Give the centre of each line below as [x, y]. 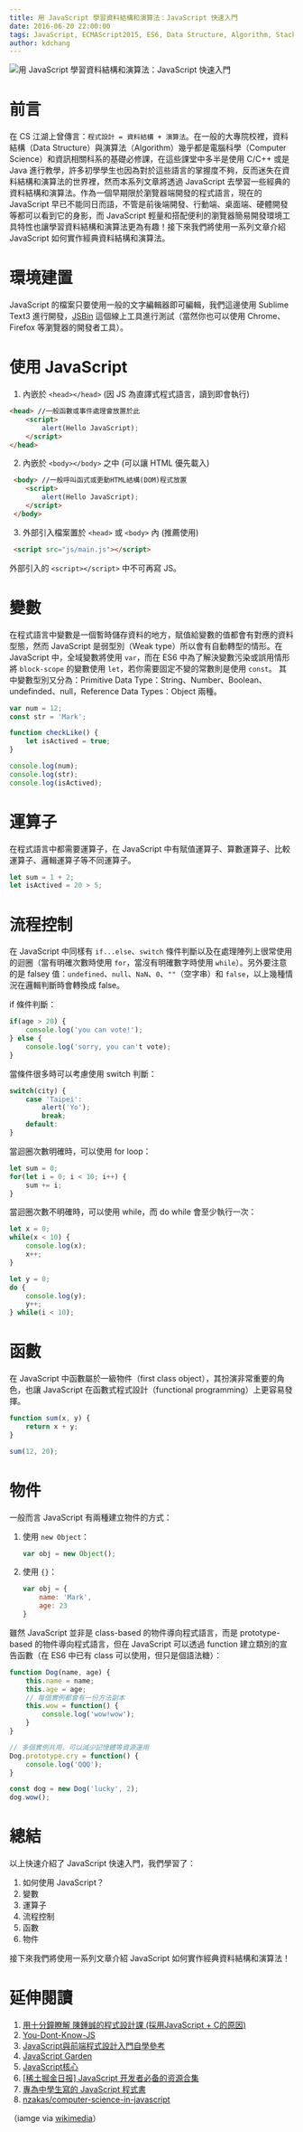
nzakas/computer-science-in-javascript [96, 2099]
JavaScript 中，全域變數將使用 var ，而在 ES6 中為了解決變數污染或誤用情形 [150, 657]
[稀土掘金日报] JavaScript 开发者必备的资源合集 [111, 2078]
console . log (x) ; [56, 1246]
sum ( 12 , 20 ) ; [34, 1451]
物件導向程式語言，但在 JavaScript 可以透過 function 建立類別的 [161, 1644]
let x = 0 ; [30, 1229]
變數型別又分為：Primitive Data [74, 680]
